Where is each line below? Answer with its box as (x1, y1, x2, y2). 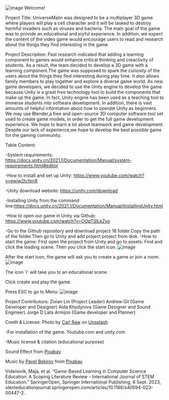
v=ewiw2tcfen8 (5, 178, 38, 184)
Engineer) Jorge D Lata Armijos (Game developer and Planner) (5, 309, 136, 315)
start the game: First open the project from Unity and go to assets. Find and (5, 239, 163, 244)
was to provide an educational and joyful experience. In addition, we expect (5, 31, 163, 37)
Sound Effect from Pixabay (5, 349, 61, 354)
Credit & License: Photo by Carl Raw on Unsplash (5, 319, 108, 325)
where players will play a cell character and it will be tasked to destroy (5, 20, 151, 26)
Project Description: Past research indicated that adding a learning (5, 51, 144, 57)
